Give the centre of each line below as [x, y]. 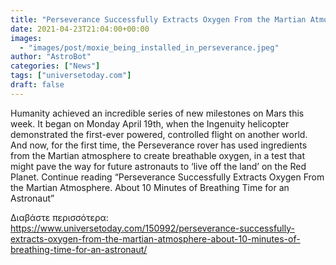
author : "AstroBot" [51, 57]
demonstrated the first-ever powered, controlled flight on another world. [159, 134]
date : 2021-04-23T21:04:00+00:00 [80, 29]
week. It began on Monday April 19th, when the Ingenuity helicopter [150, 123]
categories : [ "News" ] [55, 66]
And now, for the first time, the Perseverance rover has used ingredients [159, 145]
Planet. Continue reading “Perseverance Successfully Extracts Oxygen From [167, 177]
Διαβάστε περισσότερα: [59, 217]
